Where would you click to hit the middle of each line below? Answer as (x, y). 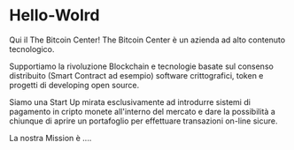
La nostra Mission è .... (50, 138)
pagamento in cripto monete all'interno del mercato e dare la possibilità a (143, 111)
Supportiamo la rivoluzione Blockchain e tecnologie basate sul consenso (142, 66)
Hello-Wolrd (54, 15)
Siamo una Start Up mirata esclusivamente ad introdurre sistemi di (130, 101)
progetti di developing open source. (74, 85)
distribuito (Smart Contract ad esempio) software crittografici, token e (136, 75)
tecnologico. (32, 49)
